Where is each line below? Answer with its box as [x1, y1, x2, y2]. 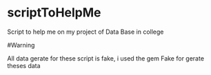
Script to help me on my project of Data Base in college [7, 28, 164, 36]
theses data [7, 61, 41, 69]
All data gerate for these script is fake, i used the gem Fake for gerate [7, 54, 205, 63]
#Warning [7, 41, 35, 49]
